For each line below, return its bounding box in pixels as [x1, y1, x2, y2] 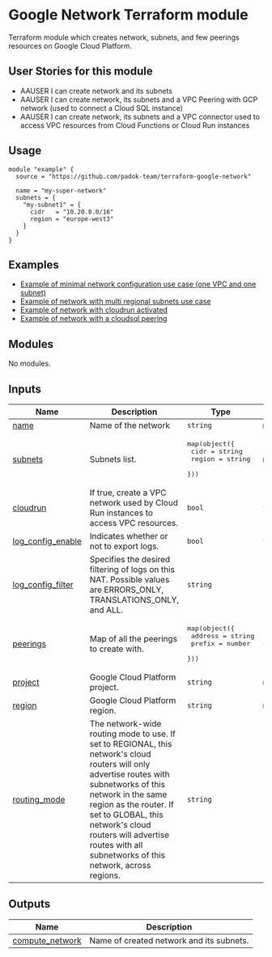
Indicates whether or [89, 531, 168, 541]
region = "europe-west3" [29, 214, 114, 223]
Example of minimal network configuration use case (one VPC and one [19, 279, 257, 289]
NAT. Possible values [89, 574, 170, 585]
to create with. [89, 643, 144, 654]
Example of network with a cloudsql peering [19, 314, 168, 324]
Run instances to [89, 507, 154, 519]
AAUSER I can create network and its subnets [19, 86, 172, 95]
